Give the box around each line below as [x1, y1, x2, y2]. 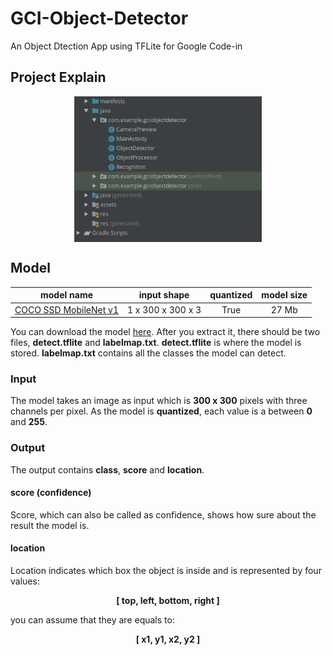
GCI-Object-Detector [10, 7, 189, 30]
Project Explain [10, 69, 107, 86]
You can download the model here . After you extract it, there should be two [10, 326, 321, 338]
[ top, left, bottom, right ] [116, 595, 220, 607]
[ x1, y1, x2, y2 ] [135, 633, 201, 646]
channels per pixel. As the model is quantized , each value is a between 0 [10, 405, 313, 417]
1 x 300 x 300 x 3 [127, 303, 202, 316]
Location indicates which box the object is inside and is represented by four [10, 565, 322, 577]
